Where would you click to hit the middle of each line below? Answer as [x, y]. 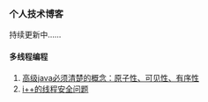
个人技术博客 [37, 13]
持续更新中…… [35, 35]
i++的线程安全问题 [55, 89]
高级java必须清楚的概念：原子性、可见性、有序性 [111, 77]
